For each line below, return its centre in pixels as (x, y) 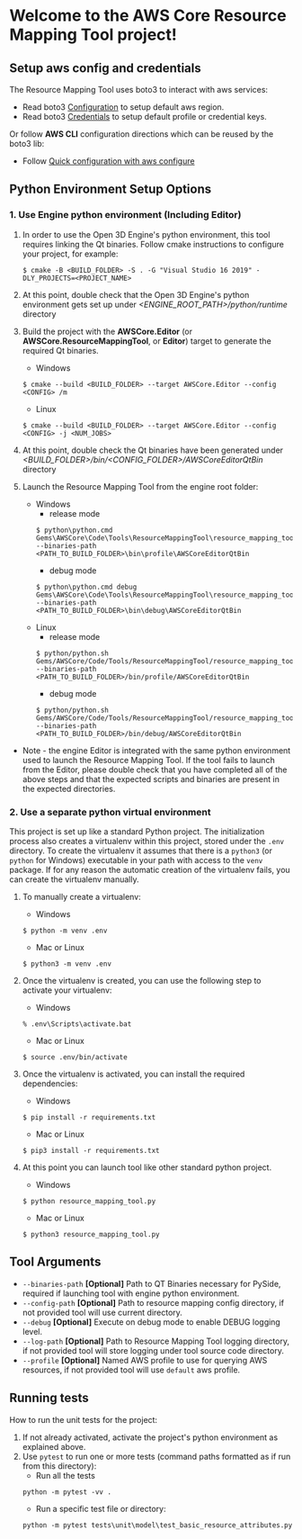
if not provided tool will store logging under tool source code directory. (153, 1350)
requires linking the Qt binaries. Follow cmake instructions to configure (153, 244)
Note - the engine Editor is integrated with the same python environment (156, 750)
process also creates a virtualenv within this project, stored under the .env (147, 841)
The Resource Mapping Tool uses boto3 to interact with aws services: (138, 90)
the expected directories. (69, 788)
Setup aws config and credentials (106, 68)
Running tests (49, 1398)
